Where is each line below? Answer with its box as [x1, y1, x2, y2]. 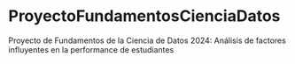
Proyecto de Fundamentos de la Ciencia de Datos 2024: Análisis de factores [8, 35, 287, 46]
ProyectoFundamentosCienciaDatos [8, 6, 281, 26]
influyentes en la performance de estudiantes [8, 44, 175, 54]
